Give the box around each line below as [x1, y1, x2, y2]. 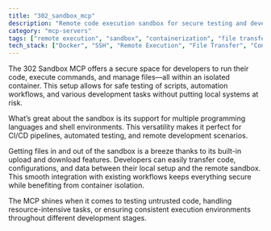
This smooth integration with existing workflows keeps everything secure [8, 172, 252, 182]
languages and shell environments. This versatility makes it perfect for [8, 122, 242, 132]
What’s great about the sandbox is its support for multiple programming [8, 113, 246, 123]
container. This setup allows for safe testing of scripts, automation [8, 81, 228, 91]
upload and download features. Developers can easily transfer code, [8, 155, 236, 165]
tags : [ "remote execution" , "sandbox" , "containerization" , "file [8, 34, 236, 43]
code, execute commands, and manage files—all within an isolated [8, 72, 230, 82]
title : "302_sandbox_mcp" [8, 11, 95, 20]
